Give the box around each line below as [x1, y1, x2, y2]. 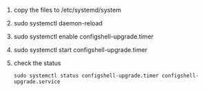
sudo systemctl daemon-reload [13, 19, 103, 27]
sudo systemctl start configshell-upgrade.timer [13, 46, 148, 54]
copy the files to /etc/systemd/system [13, 6, 122, 14]
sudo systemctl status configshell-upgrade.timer [13, 72, 160, 79]
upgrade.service [13, 78, 61, 85]
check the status [13, 59, 61, 67]
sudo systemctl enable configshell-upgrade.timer [13, 32, 154, 41]
